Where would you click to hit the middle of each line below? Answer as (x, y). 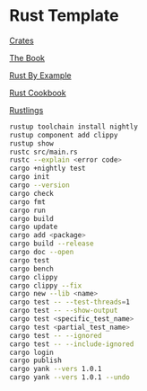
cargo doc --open (42, 253)
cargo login (31, 352)
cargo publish (36, 360)
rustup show (31, 143)
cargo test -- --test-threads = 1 (69, 302)
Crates (22, 40)
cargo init (30, 177)
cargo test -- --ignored (56, 335)
